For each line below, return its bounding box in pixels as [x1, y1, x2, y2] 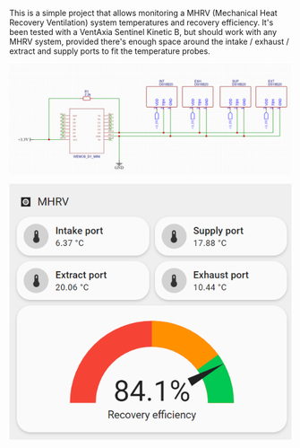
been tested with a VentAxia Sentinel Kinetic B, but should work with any [9, 27, 278, 37]
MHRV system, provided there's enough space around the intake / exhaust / [9, 36, 289, 47]
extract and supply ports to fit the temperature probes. [9, 46, 210, 57]
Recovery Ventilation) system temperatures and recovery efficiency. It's [9, 17, 274, 28]
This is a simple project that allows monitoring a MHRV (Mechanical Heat [9, 8, 278, 18]
